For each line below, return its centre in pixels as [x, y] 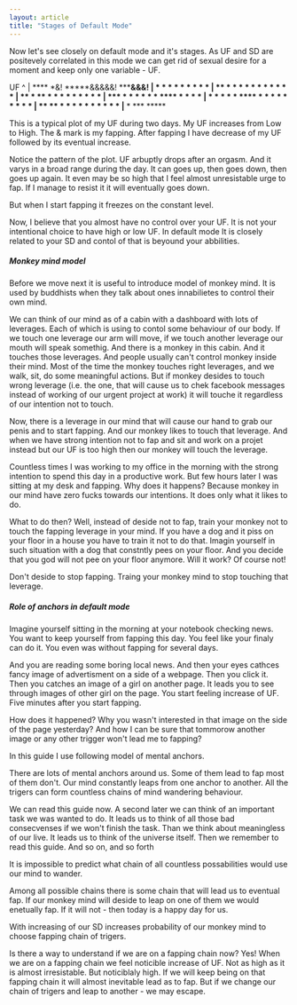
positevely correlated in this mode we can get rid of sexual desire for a [138, 60]
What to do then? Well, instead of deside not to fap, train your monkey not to [148, 522]
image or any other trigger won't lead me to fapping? [106, 739]
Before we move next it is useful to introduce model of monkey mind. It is [143, 283]
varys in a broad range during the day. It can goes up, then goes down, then [148, 169]
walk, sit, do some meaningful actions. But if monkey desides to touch [137, 376]
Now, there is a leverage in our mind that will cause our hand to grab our [141, 422]
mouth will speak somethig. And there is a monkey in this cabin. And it [137, 348]
